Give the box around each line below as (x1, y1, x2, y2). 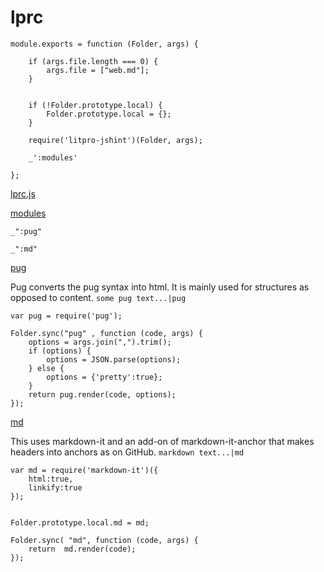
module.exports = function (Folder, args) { (10, 39, 199, 49)
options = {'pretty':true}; (46, 372, 163, 382)
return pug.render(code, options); (28, 389, 177, 400)
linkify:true (28, 482, 83, 493)
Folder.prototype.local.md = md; (10, 517, 150, 528)
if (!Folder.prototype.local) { (28, 100, 163, 110)
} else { (28, 363, 65, 373)
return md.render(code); (28, 544, 137, 554)
